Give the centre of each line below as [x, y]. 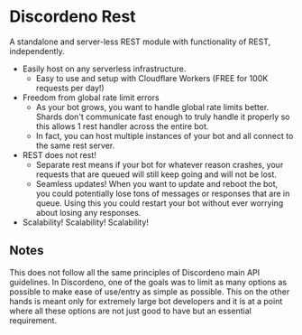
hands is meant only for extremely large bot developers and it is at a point [146, 301]
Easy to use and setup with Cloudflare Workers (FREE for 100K [152, 78]
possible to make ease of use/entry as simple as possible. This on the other [150, 292]
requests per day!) [70, 88]
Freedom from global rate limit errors [91, 98]
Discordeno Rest [73, 17]
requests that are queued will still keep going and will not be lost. [156, 174]
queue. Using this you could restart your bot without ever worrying [160, 203]
